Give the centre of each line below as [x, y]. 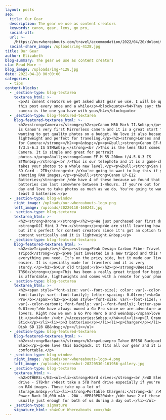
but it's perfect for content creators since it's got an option [87, 231]
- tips [16, 83]
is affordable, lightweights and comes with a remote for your [85, 277]
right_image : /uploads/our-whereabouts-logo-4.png [67, 359]
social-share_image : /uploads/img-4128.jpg [55, 47]
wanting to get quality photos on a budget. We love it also [83, 134]
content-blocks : [22, 88]
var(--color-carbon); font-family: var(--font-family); [77, 304]
